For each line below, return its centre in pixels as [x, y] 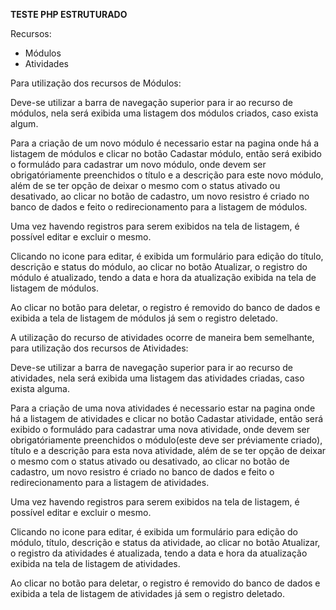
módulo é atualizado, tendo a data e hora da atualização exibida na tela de [163, 277]
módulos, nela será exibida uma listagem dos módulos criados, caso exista [164, 113]
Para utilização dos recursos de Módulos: [96, 83]
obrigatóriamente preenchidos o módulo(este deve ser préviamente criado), [166, 440]
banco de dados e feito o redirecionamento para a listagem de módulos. [159, 207]
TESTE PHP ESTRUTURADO [69, 14]
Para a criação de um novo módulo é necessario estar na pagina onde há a [165, 143]
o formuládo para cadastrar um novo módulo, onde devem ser [138, 164]
